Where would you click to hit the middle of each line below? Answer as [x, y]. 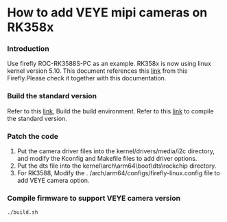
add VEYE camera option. [53, 181]
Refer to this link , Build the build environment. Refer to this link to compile [110, 111]
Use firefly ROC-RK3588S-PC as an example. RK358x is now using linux [109, 64]
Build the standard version [52, 96]
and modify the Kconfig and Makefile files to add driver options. [107, 159]
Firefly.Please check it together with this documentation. [87, 78]
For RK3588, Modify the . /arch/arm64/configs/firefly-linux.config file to [119, 173]
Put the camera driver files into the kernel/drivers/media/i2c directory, [116, 151]
